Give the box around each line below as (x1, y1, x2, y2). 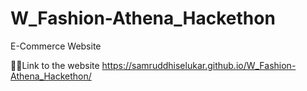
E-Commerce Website (10, 40, 102, 52)
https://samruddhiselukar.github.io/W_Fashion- (101, 59, 297, 71)
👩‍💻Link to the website (10, 59, 100, 71)
